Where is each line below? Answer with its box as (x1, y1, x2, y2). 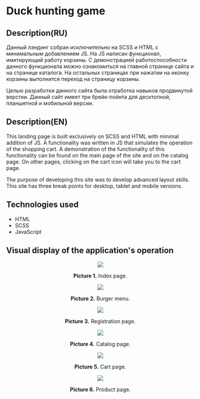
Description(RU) (6, 28, 68, 38)
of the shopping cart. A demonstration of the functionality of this (6, 145, 165, 153)
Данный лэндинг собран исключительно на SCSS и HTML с (6, 44, 159, 51)
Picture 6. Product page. (69, 386, 131, 393)
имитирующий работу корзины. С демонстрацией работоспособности (6, 57, 187, 63)
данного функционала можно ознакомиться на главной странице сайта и (6, 63, 194, 70)
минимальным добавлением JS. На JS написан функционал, (6, 50, 161, 57)
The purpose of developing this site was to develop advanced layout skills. (6, 176, 190, 183)
